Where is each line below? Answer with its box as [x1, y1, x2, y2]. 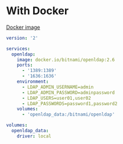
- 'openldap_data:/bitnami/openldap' [21, 112, 115, 117]
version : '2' [6, 35, 38, 41]
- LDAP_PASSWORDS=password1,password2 [21, 100, 118, 107]
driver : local [17, 133, 51, 139]
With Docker [6, 4, 69, 18]
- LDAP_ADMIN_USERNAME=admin [21, 84, 94, 90]
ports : [17, 62, 33, 68]
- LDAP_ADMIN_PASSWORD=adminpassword [21, 90, 115, 96]
